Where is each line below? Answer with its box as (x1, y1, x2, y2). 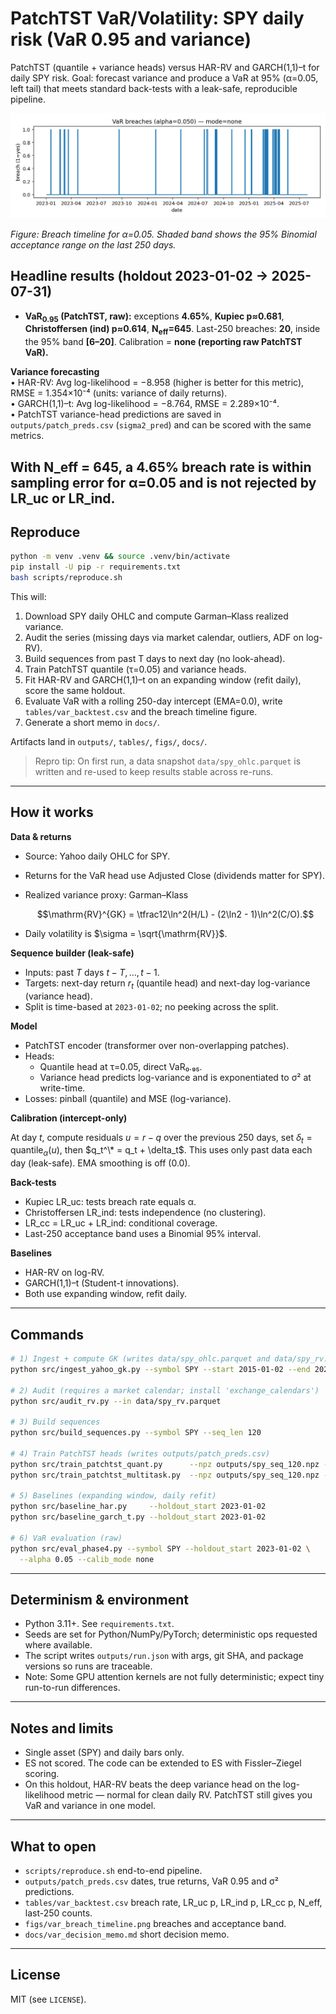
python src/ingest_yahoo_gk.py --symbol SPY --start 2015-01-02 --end (10, 1364, 311, 1374)
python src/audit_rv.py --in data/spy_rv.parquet (10, 1396, 222, 1406)
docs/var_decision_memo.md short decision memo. (24, 1928, 230, 1940)
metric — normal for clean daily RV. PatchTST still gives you (66, 1789, 313, 1801)
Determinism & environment (10, 1591, 189, 1608)
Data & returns (10, 830, 72, 842)
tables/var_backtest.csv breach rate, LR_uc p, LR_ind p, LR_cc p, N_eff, (24, 1896, 323, 1908)
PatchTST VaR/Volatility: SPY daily (10, 7, 305, 30)
